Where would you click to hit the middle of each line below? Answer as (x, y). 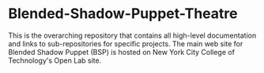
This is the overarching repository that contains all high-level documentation (132, 35)
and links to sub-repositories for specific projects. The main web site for (126, 43)
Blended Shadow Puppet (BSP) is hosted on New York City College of (122, 52)
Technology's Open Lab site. (55, 60)
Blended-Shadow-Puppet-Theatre (123, 14)
